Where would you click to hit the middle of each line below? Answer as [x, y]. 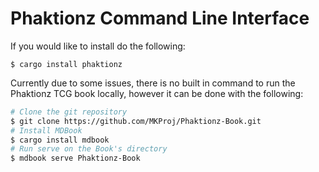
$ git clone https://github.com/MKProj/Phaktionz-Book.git [136, 121]
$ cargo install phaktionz [66, 64]
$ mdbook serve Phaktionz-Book [75, 158]
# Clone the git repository [69, 112]
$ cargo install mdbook [60, 140]
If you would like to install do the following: [98, 46]
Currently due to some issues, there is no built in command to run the [153, 83]
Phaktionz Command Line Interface [160, 18]
